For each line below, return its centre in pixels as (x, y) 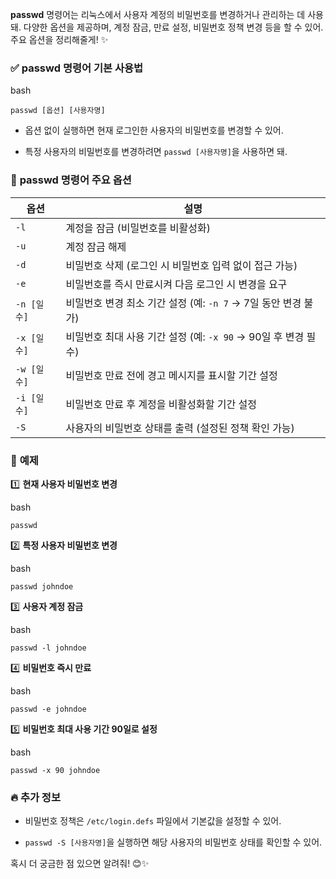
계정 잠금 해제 (96, 246)
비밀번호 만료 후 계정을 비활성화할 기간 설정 (161, 404)
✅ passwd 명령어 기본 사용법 (77, 68)
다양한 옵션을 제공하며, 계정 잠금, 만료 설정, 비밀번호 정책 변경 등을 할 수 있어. (173, 27)
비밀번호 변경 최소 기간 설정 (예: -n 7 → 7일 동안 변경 (183, 303)
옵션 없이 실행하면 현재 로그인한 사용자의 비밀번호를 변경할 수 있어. (154, 130)
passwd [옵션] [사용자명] (58, 111)
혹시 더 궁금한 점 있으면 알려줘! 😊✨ (80, 864)
